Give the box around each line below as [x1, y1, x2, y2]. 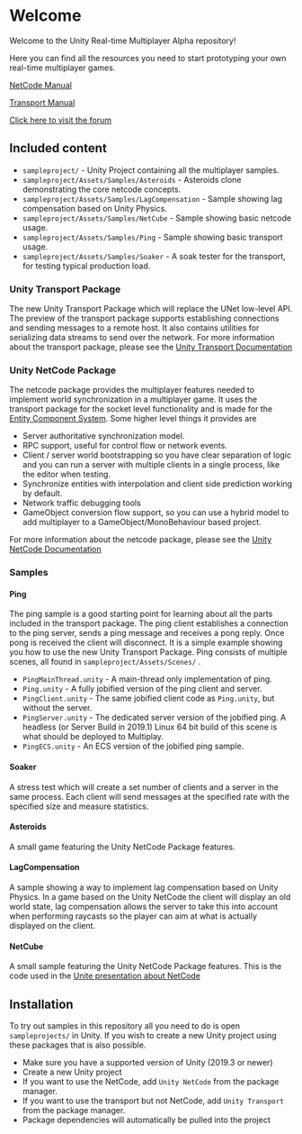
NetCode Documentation [9, 544, 102, 555]
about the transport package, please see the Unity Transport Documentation [9, 341, 293, 352]
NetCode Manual [9, 79, 72, 90]
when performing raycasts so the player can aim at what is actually [9, 911, 258, 921]
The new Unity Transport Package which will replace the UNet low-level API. [9, 304, 293, 314]
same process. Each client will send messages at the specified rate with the [9, 791, 290, 802]
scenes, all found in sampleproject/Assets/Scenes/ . [9, 657, 201, 667]
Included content [9, 141, 108, 156]
